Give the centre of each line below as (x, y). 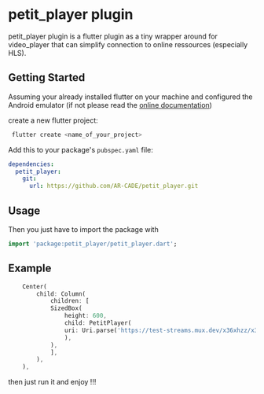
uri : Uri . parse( (91, 330)
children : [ (70, 301)
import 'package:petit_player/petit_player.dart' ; (93, 244)
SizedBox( (66, 308)
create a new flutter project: (53, 120)
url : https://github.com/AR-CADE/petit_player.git (114, 186)
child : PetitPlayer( (98, 323)
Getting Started (47, 77)
